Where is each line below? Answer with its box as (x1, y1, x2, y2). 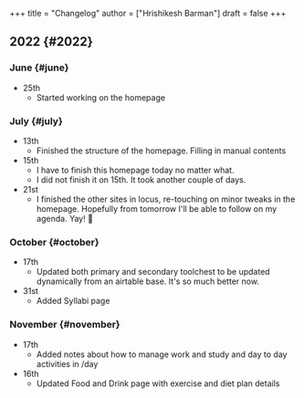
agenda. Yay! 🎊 (36, 213, 94, 224)
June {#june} (9, 61, 69, 74)
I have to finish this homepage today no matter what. (36, 164, 235, 175)
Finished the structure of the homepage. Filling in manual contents (36, 145, 287, 156)
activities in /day (36, 358, 99, 369)
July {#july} (9, 114, 64, 127)
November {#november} (9, 319, 121, 331)
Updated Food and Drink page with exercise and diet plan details (36, 378, 280, 389)
